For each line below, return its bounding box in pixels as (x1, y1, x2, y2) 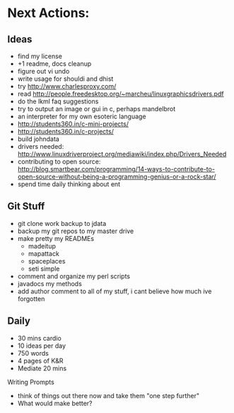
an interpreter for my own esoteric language (17, 112, 146, 120)
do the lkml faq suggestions (17, 97, 99, 106)
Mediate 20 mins (17, 363, 67, 373)
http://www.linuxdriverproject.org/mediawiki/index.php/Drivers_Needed (17, 150, 227, 158)
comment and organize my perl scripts (17, 271, 131, 281)
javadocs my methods (17, 279, 83, 288)
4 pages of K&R (17, 356, 64, 365)
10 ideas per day (17, 341, 66, 350)
